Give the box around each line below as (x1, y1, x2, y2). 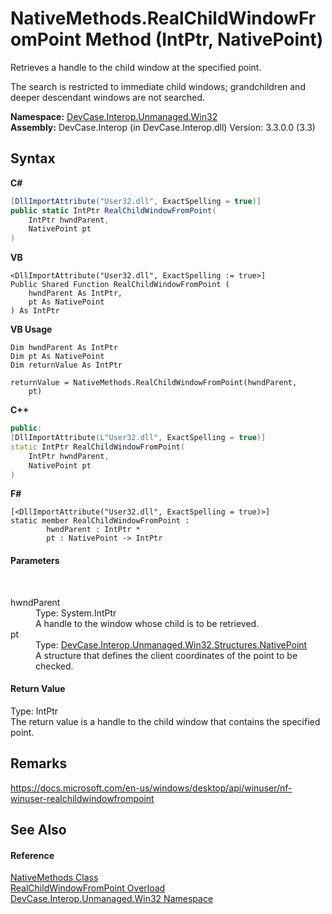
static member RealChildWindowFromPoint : (10, 516, 190, 526)
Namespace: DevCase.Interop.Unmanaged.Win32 (10, 110, 218, 122)
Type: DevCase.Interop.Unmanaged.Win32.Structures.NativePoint (35, 638, 308, 651)
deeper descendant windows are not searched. (10, 91, 206, 103)
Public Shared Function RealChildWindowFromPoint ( (10, 280, 230, 290)
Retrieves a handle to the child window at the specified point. (10, 61, 262, 73)
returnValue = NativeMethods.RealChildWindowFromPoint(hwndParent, (10, 378, 298, 388)
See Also (10, 821, 67, 838)
